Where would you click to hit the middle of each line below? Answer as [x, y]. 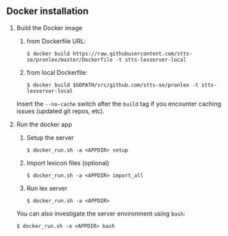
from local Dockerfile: [57, 72]
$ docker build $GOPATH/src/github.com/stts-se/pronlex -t [113, 85]
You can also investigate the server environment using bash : [101, 213]
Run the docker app [44, 124]
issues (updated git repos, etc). [60, 111]
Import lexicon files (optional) [68, 163]
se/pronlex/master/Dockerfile [70, 60]
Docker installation [48, 11]
